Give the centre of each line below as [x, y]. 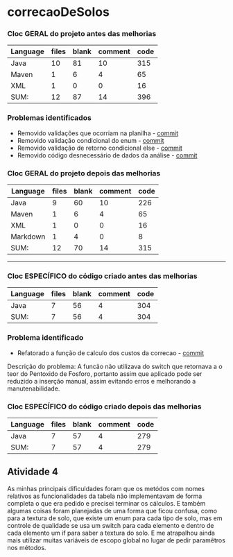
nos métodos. [27, 547]
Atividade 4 [33, 472]
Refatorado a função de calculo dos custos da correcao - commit [111, 353]
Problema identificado [45, 338]
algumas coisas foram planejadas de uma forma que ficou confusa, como [112, 511]
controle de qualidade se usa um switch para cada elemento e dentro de [111, 525]
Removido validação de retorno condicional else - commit [100, 148]
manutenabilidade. [34, 388]
